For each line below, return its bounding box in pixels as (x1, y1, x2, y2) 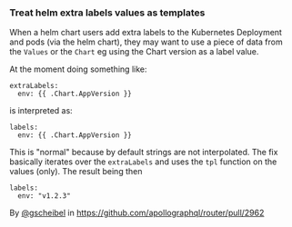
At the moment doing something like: (9, 64, 147, 74)
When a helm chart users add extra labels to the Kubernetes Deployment (9, 27, 282, 38)
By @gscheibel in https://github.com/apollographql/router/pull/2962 (9, 207, 265, 219)
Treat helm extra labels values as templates (9, 6, 206, 19)
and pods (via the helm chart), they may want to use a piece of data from (9, 36, 284, 47)
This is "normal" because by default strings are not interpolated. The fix (9, 147, 278, 158)
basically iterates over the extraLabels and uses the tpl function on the (9, 156, 277, 167)
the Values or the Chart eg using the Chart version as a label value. (9, 46, 259, 57)
